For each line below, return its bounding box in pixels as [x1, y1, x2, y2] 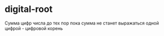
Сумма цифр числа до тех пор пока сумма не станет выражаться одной [4, 20, 159, 26]
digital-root [4, 3, 53, 15]
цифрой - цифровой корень [4, 25, 63, 31]
